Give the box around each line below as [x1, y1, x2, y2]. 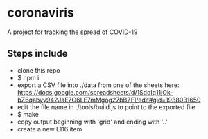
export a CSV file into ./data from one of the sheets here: [17, 81, 180, 89]
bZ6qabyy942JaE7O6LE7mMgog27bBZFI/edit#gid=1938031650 [17, 95, 201, 104]
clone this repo [17, 66, 60, 74]
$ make [17, 110, 40, 118]
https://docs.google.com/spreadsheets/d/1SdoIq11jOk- [17, 88, 173, 96]
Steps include [7, 48, 68, 59]
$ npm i [17, 73, 40, 82]
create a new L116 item [17, 124, 83, 133]
